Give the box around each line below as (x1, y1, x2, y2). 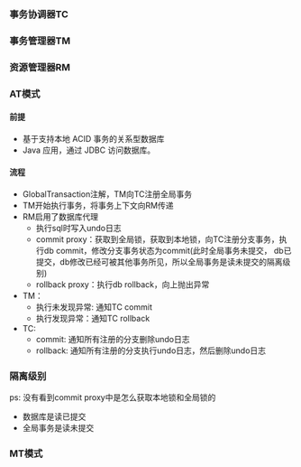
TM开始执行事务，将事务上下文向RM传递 (22, 201, 174, 211)
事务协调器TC (9, 7, 69, 20)
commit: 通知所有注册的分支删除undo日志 (35, 334, 190, 345)
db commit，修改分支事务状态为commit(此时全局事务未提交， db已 (43, 246, 292, 257)
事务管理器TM (9, 34, 70, 47)
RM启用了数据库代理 (22, 211, 99, 222)
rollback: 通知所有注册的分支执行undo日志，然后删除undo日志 (35, 345, 267, 356)
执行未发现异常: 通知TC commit (35, 302, 153, 313)
